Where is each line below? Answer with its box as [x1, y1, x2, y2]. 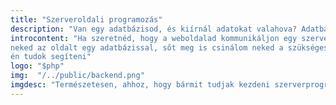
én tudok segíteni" [10, 52, 92, 62]
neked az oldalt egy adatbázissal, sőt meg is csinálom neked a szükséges [10, 42, 329, 53]
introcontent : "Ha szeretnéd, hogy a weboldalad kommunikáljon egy [10, 33, 298, 43]
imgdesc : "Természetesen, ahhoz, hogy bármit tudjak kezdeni [10, 80, 271, 90]
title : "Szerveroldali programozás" [10, 14, 163, 25]
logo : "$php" [10, 61, 65, 71]
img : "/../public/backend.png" [10, 71, 145, 81]
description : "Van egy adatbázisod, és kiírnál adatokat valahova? [10, 24, 298, 34]
